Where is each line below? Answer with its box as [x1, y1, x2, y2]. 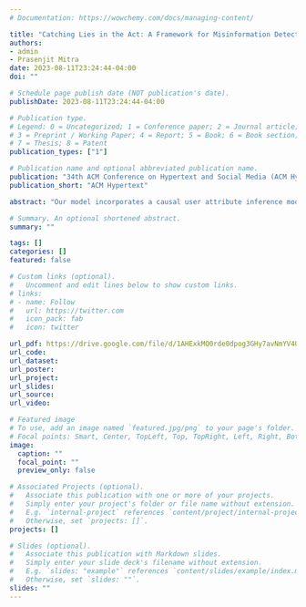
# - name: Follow [9, 297, 76, 306]
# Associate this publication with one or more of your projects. [9, 491, 275, 500]
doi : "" [9, 72, 39, 82]
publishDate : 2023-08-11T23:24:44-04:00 [9, 97, 166, 106]
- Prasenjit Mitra [9, 56, 79, 65]
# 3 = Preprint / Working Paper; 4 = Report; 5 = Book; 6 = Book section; [9, 130, 300, 139]
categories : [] [9, 247, 67, 256]
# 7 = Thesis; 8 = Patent [9, 139, 107, 149]
